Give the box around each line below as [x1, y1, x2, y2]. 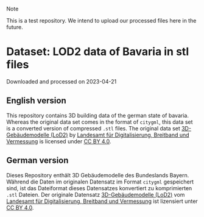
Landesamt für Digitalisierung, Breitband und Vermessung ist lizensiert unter [6, 197, 198, 205]
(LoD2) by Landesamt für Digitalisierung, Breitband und [51, 131, 190, 138]
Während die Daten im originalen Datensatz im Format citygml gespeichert [6, 178, 194, 185]
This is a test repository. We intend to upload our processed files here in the [6, 17, 197, 24]
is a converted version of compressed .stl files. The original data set [6, 124, 181, 132]
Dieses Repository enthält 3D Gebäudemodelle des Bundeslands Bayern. [6, 171, 189, 179]
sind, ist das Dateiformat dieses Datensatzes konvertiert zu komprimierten [6, 184, 192, 191]
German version [6, 155, 69, 166]
